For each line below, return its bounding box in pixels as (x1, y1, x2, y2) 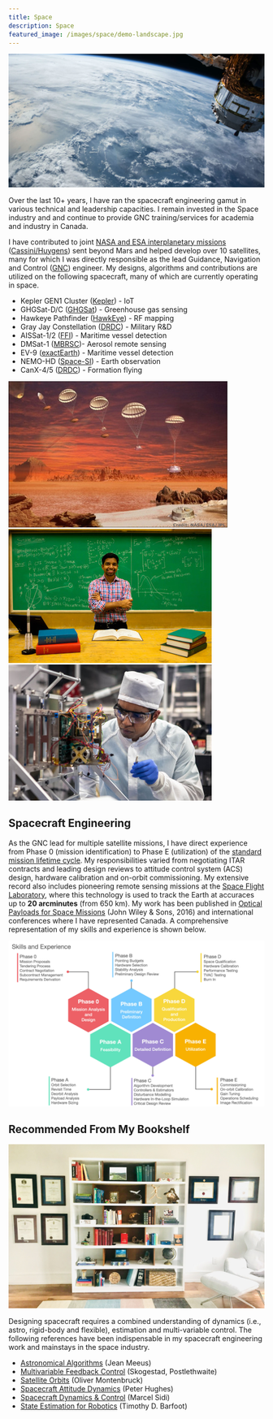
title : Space (8, 13, 53, 21)
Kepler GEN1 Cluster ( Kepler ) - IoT (19, 296, 135, 305)
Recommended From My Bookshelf (8, 1122, 190, 1136)
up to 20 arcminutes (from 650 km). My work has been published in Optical (8, 898, 262, 908)
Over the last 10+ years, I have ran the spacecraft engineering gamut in (8, 195, 246, 205)
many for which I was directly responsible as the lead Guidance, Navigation (8, 254, 261, 264)
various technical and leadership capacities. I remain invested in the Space (8, 204, 259, 214)
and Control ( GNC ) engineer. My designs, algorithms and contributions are (8, 262, 258, 272)
